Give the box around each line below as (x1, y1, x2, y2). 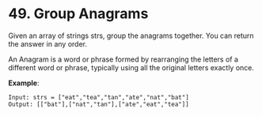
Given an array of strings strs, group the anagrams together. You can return (8, 31, 255, 40)
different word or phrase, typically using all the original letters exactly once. (8, 62, 255, 72)
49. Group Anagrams (8, 5, 149, 23)
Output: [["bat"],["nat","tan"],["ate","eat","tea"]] (8, 100, 190, 108)
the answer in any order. (8, 39, 87, 48)
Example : (8, 78, 40, 88)
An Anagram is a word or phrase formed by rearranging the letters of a (8, 54, 239, 64)
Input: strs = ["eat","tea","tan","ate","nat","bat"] (8, 93, 190, 101)
